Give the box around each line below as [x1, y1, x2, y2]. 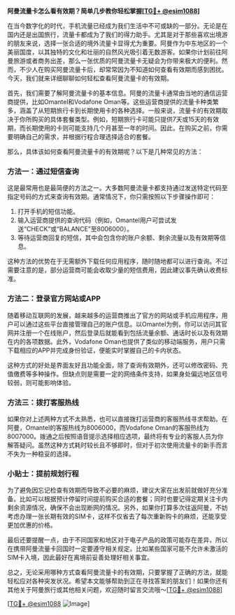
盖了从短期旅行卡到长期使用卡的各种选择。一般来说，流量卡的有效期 [25, 106, 222, 115]
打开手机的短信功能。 [17, 208, 79, 216]
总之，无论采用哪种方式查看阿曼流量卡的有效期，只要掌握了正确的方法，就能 [7, 568, 228, 577]
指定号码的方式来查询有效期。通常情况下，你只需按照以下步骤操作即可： [7, 192, 215, 201]
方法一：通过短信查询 [7, 166, 79, 176]
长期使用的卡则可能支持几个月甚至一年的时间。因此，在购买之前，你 [25, 124, 222, 132]
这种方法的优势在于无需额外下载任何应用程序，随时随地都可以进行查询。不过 [7, 257, 228, 266]
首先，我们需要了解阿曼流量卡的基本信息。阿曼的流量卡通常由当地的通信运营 [7, 89, 228, 97]
